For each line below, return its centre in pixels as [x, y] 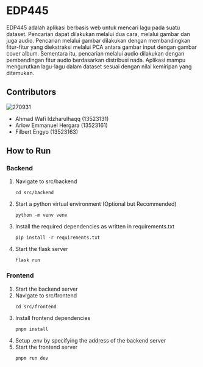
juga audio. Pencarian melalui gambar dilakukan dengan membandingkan [98, 40]
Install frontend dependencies [53, 318]
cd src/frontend [36, 307]
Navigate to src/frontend [46, 295]
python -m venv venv [41, 215]
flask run [28, 260]
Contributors [31, 92]
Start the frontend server [46, 347]
